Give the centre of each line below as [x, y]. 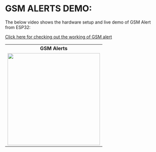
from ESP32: [18, 27]
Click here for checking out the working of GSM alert [59, 37]
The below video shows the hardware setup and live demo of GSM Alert [78, 22]
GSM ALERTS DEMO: [48, 9]
